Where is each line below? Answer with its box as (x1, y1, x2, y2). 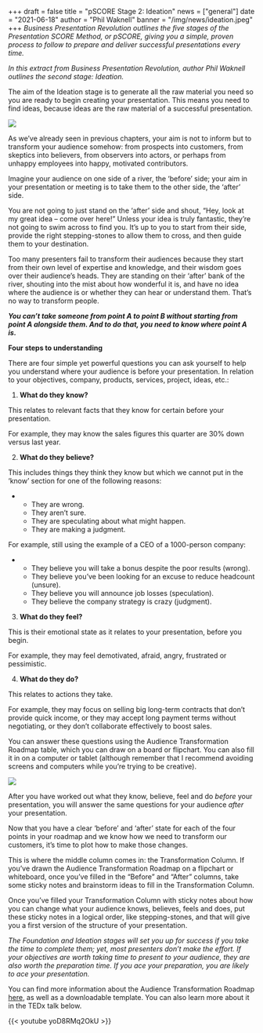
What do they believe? (19, 453, 95, 462)
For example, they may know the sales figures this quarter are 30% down (8, 429, 245, 438)
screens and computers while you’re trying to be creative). (8, 761, 197, 771)
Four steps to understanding (8, 343, 103, 352)
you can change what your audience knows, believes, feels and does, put (8, 904, 245, 913)
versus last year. (8, 437, 61, 447)
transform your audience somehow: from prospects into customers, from (8, 142, 243, 151)
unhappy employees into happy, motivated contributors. (8, 159, 189, 168)
